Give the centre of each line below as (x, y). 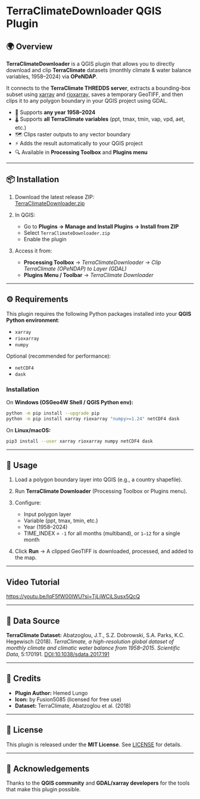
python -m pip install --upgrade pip (53, 413)
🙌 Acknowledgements (48, 769)
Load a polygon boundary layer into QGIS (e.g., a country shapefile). (99, 480)
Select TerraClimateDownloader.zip (67, 233)
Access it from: (33, 251)
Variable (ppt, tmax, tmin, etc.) (61, 521)
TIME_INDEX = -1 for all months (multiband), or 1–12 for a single (102, 533)
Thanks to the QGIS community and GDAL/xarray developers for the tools (98, 783)
